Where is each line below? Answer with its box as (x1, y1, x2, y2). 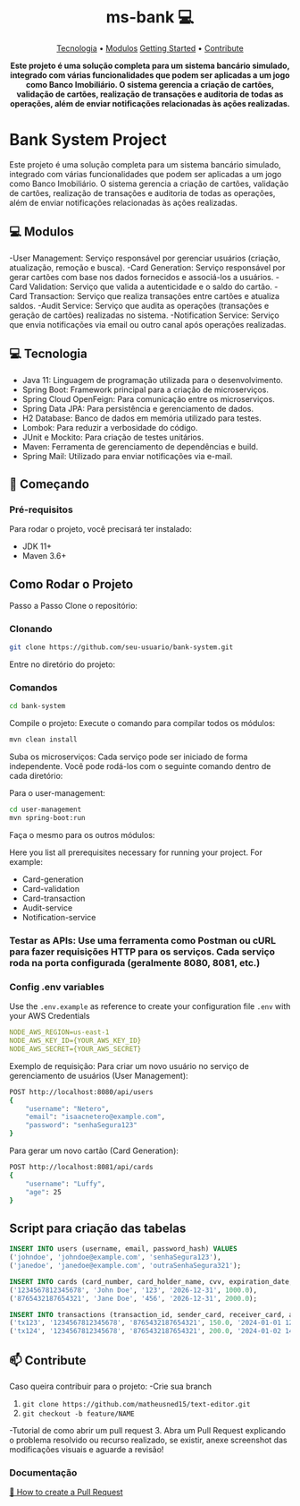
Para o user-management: (9, 788, 105, 799)
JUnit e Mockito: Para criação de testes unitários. (21, 432, 204, 442)
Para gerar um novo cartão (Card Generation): (9, 1145, 179, 1156)
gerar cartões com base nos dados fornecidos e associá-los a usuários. (9, 271, 274, 282)
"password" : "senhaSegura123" (25, 1121, 138, 1130)
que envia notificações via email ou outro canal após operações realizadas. (9, 319, 287, 329)
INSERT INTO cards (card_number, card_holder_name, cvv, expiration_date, (9, 1277, 294, 1286)
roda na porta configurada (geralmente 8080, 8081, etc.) (9, 956, 261, 969)
